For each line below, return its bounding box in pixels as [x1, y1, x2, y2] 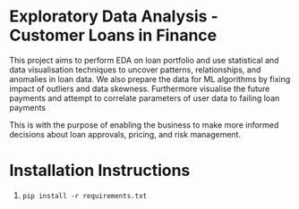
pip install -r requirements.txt [21, 191, 148, 200]
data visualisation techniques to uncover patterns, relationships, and [9, 64, 261, 75]
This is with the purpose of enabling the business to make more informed [9, 119, 279, 130]
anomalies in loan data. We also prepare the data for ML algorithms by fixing [9, 73, 291, 84]
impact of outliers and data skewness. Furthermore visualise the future [9, 83, 270, 94]
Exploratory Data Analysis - [9, 6, 219, 27]
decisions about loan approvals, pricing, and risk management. [9, 129, 242, 139]
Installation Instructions [9, 161, 191, 180]
